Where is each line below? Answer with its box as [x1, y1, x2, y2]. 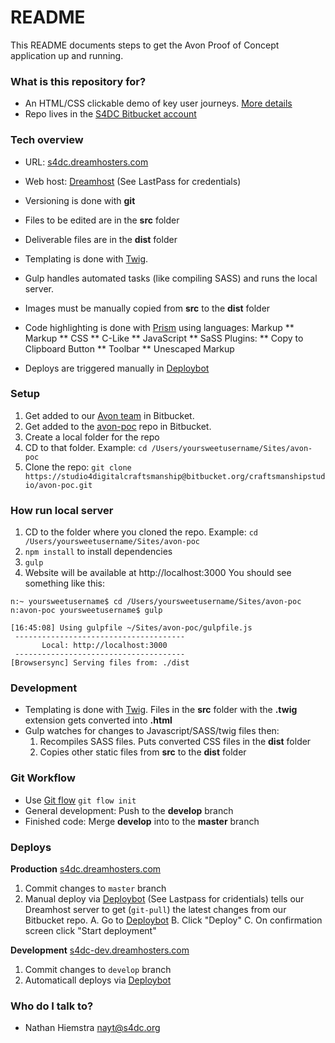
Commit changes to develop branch [24, 964, 172, 976]
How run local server [10, 503, 114, 517]
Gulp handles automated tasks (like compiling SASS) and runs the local [24, 272, 318, 284]
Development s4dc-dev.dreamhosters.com [10, 944, 190, 956]
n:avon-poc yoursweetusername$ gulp [10, 606, 163, 616]
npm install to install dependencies [24, 546, 173, 558]
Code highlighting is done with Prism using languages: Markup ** [24, 321, 295, 333]
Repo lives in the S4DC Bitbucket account [24, 108, 197, 120]
